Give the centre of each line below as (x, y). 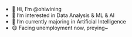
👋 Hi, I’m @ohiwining (36, 9)
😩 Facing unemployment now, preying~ (60, 28)
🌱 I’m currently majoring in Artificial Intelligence (69, 21)
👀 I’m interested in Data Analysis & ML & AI (63, 15)
